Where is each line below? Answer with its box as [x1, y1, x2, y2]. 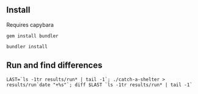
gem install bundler [6, 33, 59, 39]
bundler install [6, 43, 48, 49]
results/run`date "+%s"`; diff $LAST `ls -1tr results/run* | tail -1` [6, 82, 193, 88]
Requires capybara [6, 21, 54, 28]
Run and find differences [6, 60, 103, 71]
